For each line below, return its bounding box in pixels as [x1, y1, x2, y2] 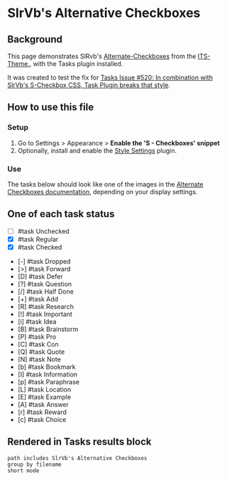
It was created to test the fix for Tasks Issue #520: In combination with [7, 73, 213, 82]
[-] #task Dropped [17, 257, 71, 265]
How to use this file [7, 101, 94, 113]
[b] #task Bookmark [17, 362, 76, 371]
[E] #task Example [17, 392, 72, 401]
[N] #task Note [17, 355, 62, 363]
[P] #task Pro [17, 332, 57, 341]
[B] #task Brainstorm [17, 325, 79, 333]
